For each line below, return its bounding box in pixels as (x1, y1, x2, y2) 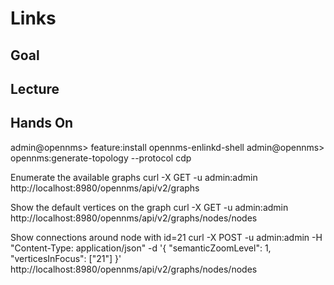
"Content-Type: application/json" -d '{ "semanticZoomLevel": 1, (10, 242, 272, 254)
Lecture (10, 80, 60, 97)
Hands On (10, 115, 74, 132)
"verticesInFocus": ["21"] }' (10, 252, 122, 264)
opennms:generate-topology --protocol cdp (10, 152, 192, 164)
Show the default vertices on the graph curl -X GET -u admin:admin (10, 201, 289, 213)
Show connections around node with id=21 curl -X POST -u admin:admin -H (10, 231, 323, 243)
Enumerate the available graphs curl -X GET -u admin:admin (10, 171, 258, 183)
